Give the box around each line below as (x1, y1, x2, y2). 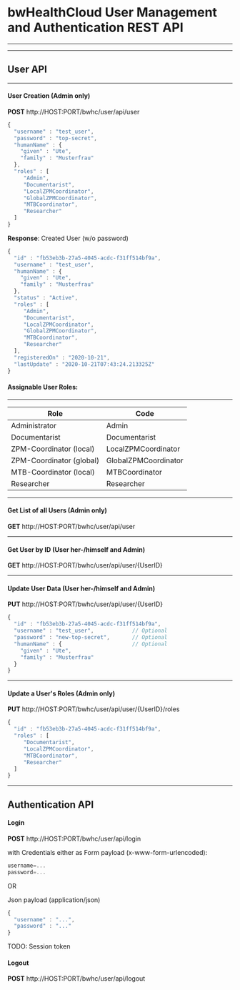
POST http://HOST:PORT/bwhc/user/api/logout (7, 974, 146, 983)
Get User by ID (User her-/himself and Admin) (7, 545, 146, 554)
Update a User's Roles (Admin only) (7, 689, 116, 698)
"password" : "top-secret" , (14, 134, 98, 142)
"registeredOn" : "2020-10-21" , (14, 354, 111, 361)
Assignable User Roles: (7, 383, 79, 392)
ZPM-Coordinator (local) (11, 444, 95, 454)
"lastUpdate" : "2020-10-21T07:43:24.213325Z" (14, 360, 155, 368)
